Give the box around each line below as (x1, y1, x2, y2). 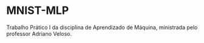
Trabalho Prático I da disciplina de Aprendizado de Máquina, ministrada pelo (6, 24, 198, 31)
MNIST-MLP (6, 4, 69, 18)
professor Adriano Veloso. (6, 30, 72, 37)
